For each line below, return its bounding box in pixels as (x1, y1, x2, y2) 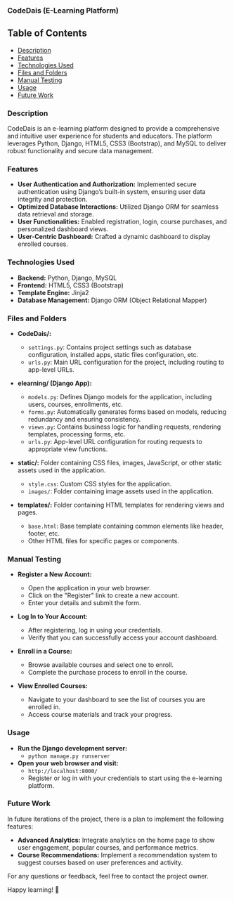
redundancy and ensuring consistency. (27, 415, 141, 423)
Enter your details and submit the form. (27, 599, 141, 607)
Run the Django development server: (17, 744, 128, 752)
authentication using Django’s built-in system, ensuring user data (17, 188, 206, 196)
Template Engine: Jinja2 (17, 288, 89, 297)
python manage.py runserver (27, 753, 110, 760)
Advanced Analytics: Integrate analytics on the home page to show (17, 836, 215, 844)
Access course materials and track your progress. (27, 711, 173, 719)
